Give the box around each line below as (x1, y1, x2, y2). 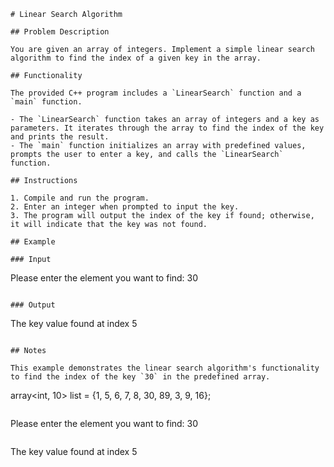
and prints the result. (10, 132, 110, 142)
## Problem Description (10, 27, 110, 37)
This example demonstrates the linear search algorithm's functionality (10, 363, 320, 373)
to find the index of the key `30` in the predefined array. (10, 372, 271, 382)
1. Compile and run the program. (10, 193, 150, 203)
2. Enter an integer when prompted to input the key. (10, 202, 240, 212)
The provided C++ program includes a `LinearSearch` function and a (10, 88, 302, 98)
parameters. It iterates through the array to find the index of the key (10, 123, 325, 133)
